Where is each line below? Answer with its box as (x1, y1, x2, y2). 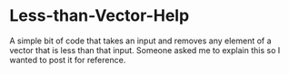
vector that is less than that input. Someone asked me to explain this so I (9, 44, 281, 55)
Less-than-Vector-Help (9, 5, 190, 26)
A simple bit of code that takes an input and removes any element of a (9, 35, 272, 46)
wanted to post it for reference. (9, 54, 126, 65)
